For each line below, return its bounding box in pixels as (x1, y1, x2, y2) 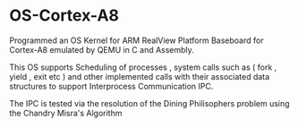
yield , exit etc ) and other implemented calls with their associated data (9, 71, 270, 81)
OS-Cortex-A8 (9, 5, 119, 26)
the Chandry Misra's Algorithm (9, 107, 123, 118)
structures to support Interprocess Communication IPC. (9, 80, 214, 91)
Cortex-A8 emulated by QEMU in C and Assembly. (9, 44, 194, 55)
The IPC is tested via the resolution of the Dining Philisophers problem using (9, 97, 290, 108)
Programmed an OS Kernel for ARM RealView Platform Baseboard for (9, 35, 264, 46)
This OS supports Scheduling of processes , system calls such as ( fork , (9, 62, 277, 72)
